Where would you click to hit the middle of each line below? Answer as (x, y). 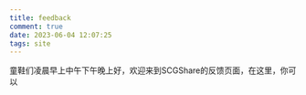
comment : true (37, 26)
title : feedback (40, 18)
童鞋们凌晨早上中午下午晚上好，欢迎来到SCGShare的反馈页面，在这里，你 (149, 70)
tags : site (30, 43)
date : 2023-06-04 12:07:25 (61, 35)
